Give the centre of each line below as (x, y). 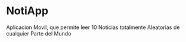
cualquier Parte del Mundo (39, 33)
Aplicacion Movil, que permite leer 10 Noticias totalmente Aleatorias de (93, 27)
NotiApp (27, 11)
